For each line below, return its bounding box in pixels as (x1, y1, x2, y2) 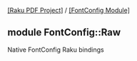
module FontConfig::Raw (7, 26, 121, 38)
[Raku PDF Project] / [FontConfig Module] (7, 6, 131, 14)
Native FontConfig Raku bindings (7, 45, 105, 54)
